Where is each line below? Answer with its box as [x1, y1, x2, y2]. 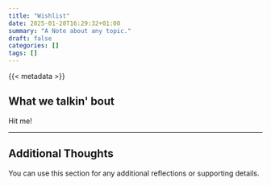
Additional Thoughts [8, 147, 115, 161]
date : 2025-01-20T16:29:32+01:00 [8, 19, 121, 27]
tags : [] [8, 49, 38, 57]
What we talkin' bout [8, 94, 115, 109]
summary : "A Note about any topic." [8, 27, 131, 35]
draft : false [8, 34, 52, 43]
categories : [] [8, 42, 60, 50]
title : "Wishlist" [8, 11, 70, 20]
